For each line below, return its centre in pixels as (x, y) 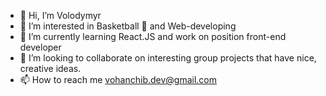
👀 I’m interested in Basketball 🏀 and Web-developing (128, 26)
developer (40, 47)
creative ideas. (50, 68)
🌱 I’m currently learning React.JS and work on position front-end (153, 36)
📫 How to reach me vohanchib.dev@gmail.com (118, 79)
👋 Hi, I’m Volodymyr (60, 15)
